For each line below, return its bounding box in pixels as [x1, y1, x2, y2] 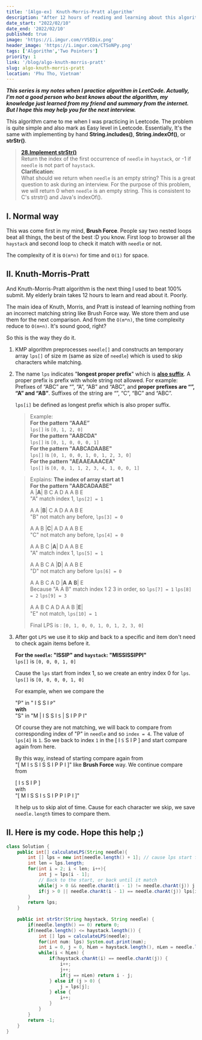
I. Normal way [6, 211, 59, 221]
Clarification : [20, 168, 55, 175]
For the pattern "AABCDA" [29, 432, 97, 439]
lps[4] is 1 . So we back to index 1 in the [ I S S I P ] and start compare [14, 736, 188, 743]
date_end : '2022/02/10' [6, 25, 66, 32]
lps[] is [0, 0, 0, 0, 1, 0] [14, 676, 85, 683]
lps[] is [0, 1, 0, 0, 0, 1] [29, 438, 99, 446]
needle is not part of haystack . [20, 162, 96, 169]
